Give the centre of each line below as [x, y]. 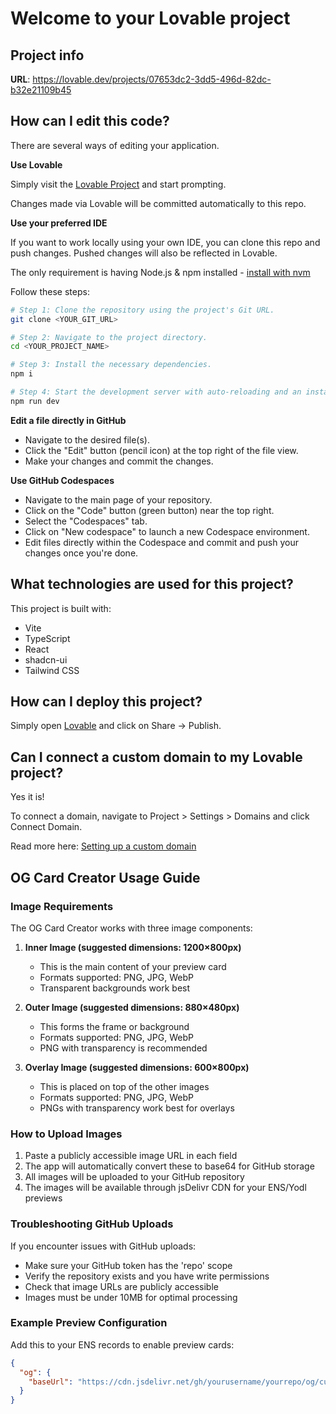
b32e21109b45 [41, 90]
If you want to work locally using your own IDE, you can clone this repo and [165, 242]
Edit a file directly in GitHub [68, 420]
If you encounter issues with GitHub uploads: [103, 1246]
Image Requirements [62, 906]
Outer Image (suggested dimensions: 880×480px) [132, 1007]
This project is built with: [61, 608]
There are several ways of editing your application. [115, 145]
